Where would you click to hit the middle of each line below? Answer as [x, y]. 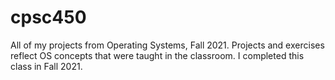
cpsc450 [48, 17]
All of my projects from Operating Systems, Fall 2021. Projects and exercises [167, 45]
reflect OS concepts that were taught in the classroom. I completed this [157, 55]
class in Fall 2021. [46, 66]
